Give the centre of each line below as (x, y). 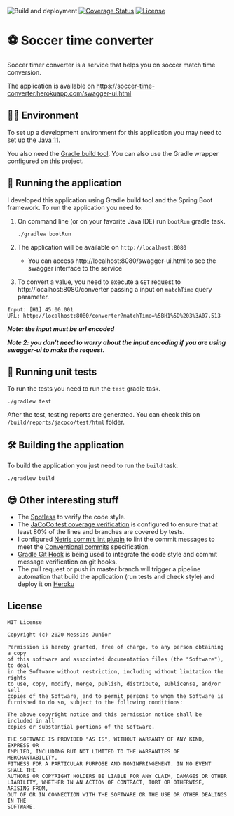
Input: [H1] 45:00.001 (40, 309)
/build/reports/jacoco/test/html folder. (66, 422)
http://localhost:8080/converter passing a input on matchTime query (115, 289)
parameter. (33, 297)
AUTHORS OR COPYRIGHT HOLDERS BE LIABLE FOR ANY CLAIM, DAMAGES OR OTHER (117, 776)
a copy (17, 653)
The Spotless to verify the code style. (71, 517)
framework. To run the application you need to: (75, 207)
